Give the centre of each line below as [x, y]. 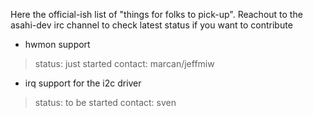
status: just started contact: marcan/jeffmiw [124, 63]
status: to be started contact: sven [105, 102]
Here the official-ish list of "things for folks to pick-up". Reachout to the [156, 14]
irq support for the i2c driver [83, 83]
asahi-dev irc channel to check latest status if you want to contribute [151, 25]
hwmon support [57, 44]
